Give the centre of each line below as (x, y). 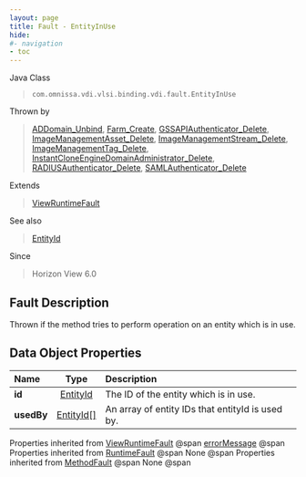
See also (26, 221)
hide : (20, 35)
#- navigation (36, 43)
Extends (25, 186)
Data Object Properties (76, 353)
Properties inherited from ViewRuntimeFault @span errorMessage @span (147, 442)
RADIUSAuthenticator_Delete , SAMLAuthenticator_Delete (139, 168)
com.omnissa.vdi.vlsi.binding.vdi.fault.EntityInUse (134, 95)
